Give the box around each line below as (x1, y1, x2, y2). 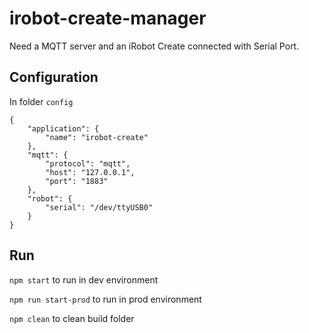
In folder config (9, 95, 74, 107)
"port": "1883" (45, 176, 109, 186)
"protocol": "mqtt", (45, 158, 131, 169)
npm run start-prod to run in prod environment (9, 293, 202, 305)
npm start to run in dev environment (9, 273, 159, 286)
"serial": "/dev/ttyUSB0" (45, 202, 154, 212)
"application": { (27, 123, 100, 134)
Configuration (9, 69, 99, 86)
